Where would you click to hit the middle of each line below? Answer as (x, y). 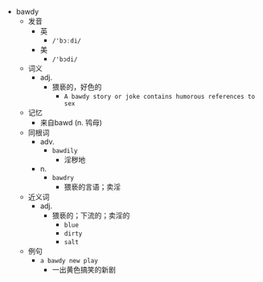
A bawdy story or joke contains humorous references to (160, 96)
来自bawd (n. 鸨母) (71, 123)
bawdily (65, 151)
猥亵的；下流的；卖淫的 (91, 215)
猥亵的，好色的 (77, 87)
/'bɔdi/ (65, 59)
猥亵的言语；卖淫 (92, 187)
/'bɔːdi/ (67, 41)
